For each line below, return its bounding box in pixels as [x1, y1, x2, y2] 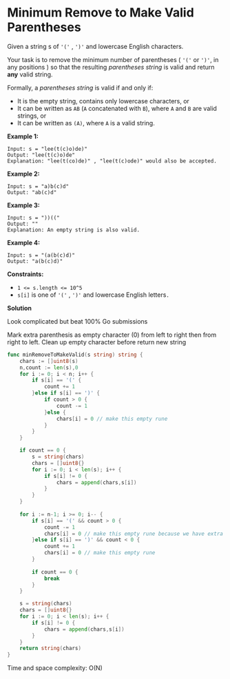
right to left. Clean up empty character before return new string [7, 337, 187, 346]
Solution [7, 304, 32, 312]
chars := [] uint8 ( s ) [19, 357, 79, 364]
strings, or [17, 112, 47, 120]
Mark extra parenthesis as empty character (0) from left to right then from [7, 331, 217, 339]
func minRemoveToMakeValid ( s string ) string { [7, 351, 143, 358]
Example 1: [7, 132, 39, 140]
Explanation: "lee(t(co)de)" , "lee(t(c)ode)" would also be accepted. [7, 157, 217, 165]
